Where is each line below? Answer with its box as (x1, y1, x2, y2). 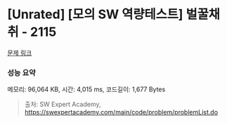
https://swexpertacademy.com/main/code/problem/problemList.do (24, 108, 219, 117)
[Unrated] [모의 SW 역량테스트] (7, 6, 183, 22)
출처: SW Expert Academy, (24, 100, 101, 109)
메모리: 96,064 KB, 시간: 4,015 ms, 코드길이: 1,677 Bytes (7, 85, 166, 93)
